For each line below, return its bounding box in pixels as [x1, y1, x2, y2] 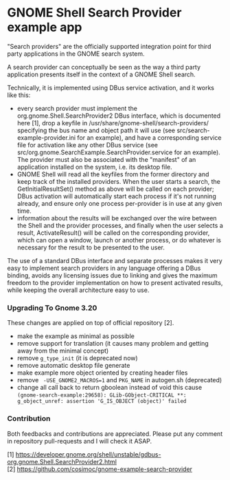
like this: [7, 91, 31, 99]
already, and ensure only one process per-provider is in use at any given [16, 199, 222, 207]
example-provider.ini [16, 133, 76, 142]
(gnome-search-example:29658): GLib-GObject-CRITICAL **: [16, 392, 187, 399]
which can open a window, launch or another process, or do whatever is [16, 236, 222, 244]
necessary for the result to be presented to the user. [16, 243, 165, 251]
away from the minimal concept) [16, 346, 109, 355]
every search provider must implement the [16, 104, 137, 112]
